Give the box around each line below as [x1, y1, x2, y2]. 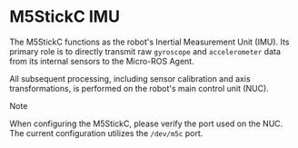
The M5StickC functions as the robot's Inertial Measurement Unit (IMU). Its [9, 36, 290, 47]
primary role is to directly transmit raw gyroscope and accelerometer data [9, 45, 282, 56]
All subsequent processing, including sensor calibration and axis [9, 73, 252, 84]
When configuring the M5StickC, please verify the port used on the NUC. [9, 118, 283, 129]
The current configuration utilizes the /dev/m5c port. [9, 127, 204, 138]
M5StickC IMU [9, 6, 121, 27]
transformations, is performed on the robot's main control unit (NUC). [9, 83, 270, 94]
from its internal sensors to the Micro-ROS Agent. [9, 55, 194, 66]
